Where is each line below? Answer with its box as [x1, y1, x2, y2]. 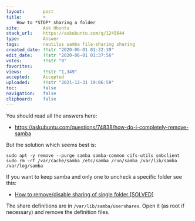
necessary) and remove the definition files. [6, 208, 110, 215]
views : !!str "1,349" [6, 69, 78, 75]
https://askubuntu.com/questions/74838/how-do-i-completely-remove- [14, 123, 189, 130]
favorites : [6, 63, 33, 69]
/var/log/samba [6, 163, 43, 169]
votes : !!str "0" [6, 58, 67, 63]
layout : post [6, 8, 54, 15]
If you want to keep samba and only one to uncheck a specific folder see [6, 173, 182, 180]
